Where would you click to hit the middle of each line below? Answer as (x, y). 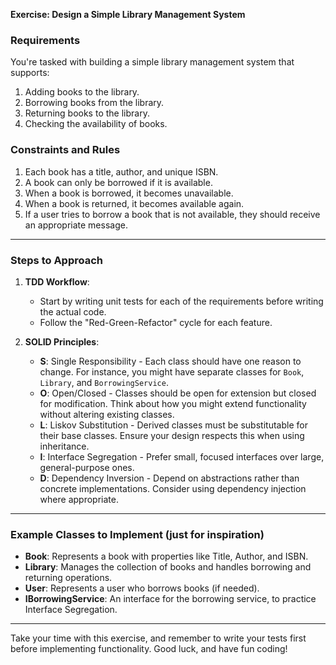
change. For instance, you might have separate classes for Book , (172, 371)
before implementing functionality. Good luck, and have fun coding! (149, 649)
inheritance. (64, 446)
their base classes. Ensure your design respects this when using (172, 435)
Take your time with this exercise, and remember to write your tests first (158, 638)
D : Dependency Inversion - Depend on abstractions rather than (169, 478)
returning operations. (68, 578)
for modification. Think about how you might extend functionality (173, 403)
